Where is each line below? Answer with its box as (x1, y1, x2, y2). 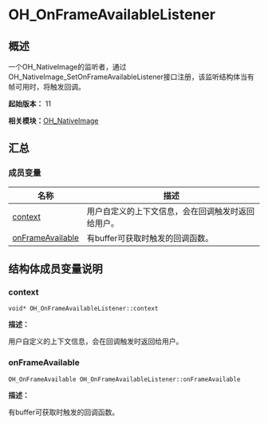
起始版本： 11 (8, 99, 52, 109)
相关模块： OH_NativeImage (8, 116, 99, 125)
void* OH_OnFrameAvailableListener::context (8, 305, 159, 313)
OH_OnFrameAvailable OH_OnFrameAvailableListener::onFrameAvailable (8, 375, 241, 383)
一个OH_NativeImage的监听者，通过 (8, 62, 127, 71)
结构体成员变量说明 (8, 262, 103, 276)
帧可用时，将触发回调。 (8, 82, 85, 91)
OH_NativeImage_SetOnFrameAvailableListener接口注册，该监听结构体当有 (8, 72, 254, 81)
